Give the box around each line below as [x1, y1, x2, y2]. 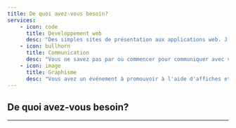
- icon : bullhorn [20, 43, 71, 50]
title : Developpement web [25, 29, 102, 37]
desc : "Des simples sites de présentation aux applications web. [25, 36, 221, 43]
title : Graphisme [25, 69, 77, 76]
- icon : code [20, 23, 58, 30]
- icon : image [20, 62, 61, 69]
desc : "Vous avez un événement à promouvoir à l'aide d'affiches [25, 75, 221, 83]
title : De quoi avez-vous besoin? [7, 10, 109, 17]
